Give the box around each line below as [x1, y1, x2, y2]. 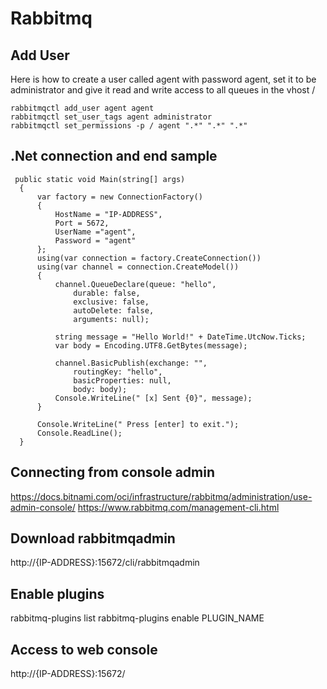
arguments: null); [73, 314, 150, 324]
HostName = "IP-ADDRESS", [54, 209, 163, 219]
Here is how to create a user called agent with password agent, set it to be [10, 73, 317, 85]
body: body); [73, 384, 128, 394]
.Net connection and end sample [10, 148, 218, 165]
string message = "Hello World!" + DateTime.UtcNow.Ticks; [54, 332, 307, 342]
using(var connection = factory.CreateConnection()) [36, 253, 262, 263]
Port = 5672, [54, 218, 110, 228]
